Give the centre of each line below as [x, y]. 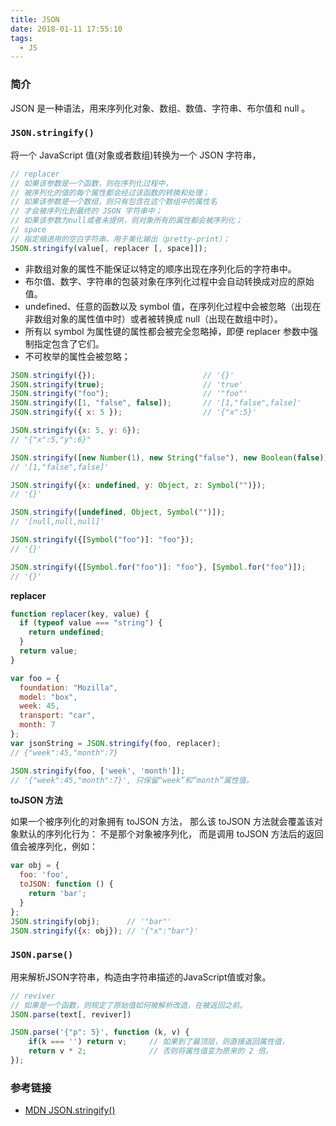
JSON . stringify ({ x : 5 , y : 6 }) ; [75, 431]
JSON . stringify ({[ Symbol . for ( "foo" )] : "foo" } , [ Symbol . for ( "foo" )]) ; [158, 567]
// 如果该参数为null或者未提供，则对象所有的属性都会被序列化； [126, 221]
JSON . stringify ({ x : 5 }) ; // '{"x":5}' [133, 412]
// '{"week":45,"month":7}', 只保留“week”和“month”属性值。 [132, 780]
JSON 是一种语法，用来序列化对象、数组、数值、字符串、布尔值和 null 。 [160, 108]
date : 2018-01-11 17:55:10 [66, 29]
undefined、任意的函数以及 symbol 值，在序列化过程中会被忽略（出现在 [173, 306]
